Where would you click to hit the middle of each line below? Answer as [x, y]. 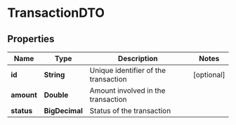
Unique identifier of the [128, 70]
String [54, 75]
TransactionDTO [56, 13]
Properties [31, 39]
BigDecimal [63, 111]
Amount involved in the [127, 91]
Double [56, 95]
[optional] [209, 75]
